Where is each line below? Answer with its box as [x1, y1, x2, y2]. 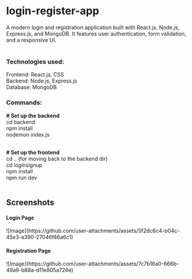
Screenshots [6, 197, 55, 207]
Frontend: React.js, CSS [6, 71, 64, 78]
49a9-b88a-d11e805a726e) [6, 267, 73, 274]
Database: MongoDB [6, 84, 57, 91]
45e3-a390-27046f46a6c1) [6, 233, 73, 241]
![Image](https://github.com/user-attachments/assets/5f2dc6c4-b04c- [6, 227, 180, 234]
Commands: [6, 99, 43, 107]
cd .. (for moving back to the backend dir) [6, 155, 108, 162]
